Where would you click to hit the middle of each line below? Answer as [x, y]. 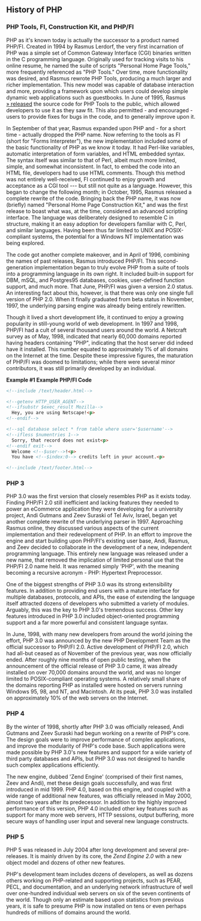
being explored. [25, 243]
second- [168, 261]
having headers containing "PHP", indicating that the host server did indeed [100, 343]
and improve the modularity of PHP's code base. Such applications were [96, 746]
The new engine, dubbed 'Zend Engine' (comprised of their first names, [95, 776]
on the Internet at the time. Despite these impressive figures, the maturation [100, 355]
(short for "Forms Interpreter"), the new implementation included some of [97, 141]
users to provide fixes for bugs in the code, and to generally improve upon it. [101, 116]
